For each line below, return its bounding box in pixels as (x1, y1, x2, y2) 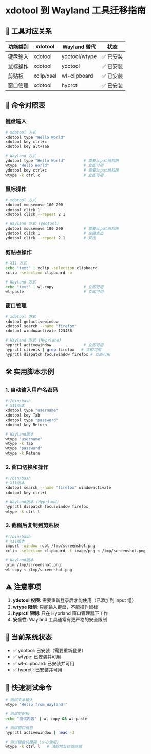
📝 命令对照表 (5, 101, 45, 110)
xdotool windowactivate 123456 (5, 328, 72, 334)
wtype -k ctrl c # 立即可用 (5, 173, 104, 178)
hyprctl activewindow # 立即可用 (5, 343, 104, 348)
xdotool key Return (5, 422, 47, 427)
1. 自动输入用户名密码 (5, 386, 58, 393)
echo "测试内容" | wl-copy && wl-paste (5, 716, 88, 721)
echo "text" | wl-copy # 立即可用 (5, 284, 104, 289)
